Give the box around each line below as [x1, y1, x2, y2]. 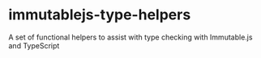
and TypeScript [8, 40, 60, 50]
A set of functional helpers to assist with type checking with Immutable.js [8, 32, 253, 42]
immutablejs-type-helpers [8, 6, 191, 24]
